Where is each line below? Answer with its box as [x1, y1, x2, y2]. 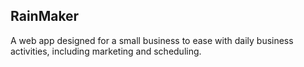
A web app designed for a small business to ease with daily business [10, 34, 294, 46]
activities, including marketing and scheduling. [10, 45, 202, 57]
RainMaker [10, 8, 80, 25]
